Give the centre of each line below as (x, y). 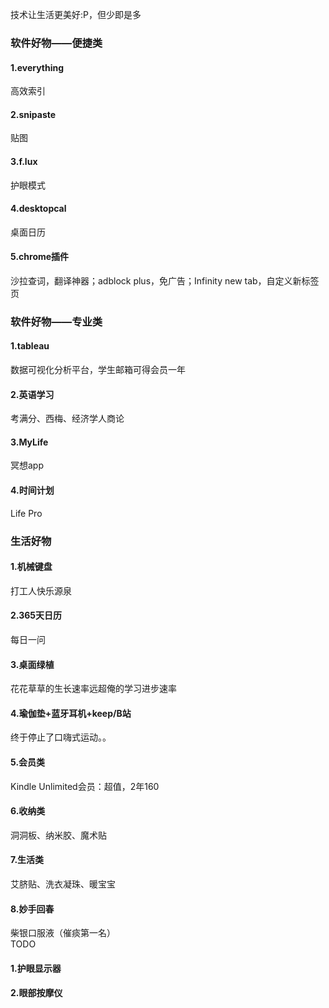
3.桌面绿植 (32, 664)
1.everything (37, 67)
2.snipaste (33, 114)
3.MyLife (29, 442)
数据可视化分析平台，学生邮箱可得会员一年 (98, 370)
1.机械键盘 (31, 567)
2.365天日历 (36, 615)
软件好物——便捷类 (56, 43)
